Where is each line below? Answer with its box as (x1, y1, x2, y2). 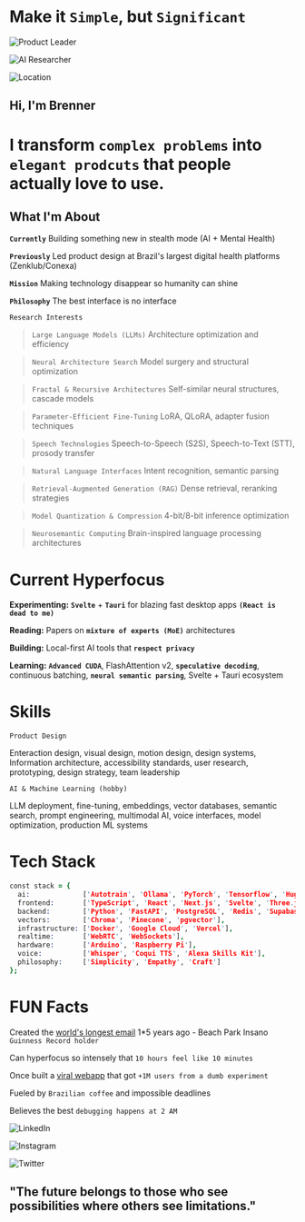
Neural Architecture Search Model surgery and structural (31, 356, 250, 367)
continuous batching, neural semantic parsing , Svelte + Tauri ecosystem (9, 670, 284, 681)
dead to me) (9, 609, 54, 619)
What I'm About (9, 209, 101, 224)
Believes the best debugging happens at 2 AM (9, 1105, 178, 1116)
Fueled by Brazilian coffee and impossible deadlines (9, 1088, 212, 1098)
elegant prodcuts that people (9, 154, 231, 174)
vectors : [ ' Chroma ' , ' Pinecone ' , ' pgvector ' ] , (17, 915, 225, 924)
